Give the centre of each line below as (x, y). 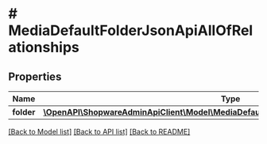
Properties (35, 76)
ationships (44, 47)
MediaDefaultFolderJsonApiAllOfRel (131, 30)
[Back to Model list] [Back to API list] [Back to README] (99, 132)
